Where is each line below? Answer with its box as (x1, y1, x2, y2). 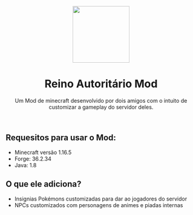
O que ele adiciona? (5, 179, 82, 190)
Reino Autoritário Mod (44, 77, 158, 91)
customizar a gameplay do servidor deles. (48, 103, 154, 111)
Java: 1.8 (14, 161, 37, 168)
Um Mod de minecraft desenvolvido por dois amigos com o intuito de (15, 97, 188, 104)
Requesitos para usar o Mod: (5, 133, 116, 143)
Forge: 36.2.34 (14, 155, 52, 162)
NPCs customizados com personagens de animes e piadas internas (14, 201, 183, 208)
